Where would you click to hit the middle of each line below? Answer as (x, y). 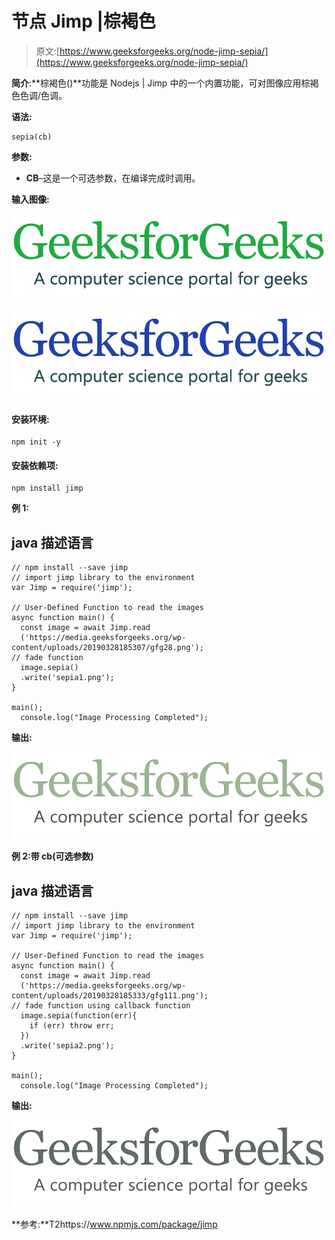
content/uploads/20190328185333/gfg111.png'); (110, 996)
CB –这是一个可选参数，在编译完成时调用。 (113, 178)
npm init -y (36, 442)
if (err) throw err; (72, 1026)
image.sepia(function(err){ (79, 1016)
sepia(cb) (32, 137)
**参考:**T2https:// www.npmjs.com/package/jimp (114, 1224)
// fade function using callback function (101, 1006)
